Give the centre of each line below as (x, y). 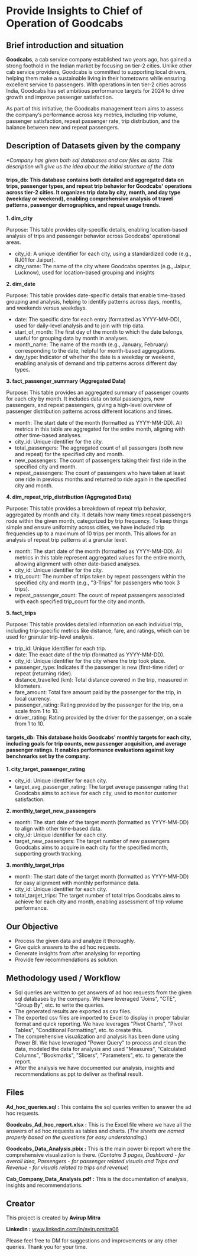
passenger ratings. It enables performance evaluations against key (90, 750)
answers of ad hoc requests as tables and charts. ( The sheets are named (95, 1131)
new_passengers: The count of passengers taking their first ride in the (100, 461)
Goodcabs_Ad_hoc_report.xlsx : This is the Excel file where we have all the (99, 1124)
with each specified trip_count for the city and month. (80, 601)
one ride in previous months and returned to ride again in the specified (101, 479)
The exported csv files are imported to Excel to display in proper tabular (102, 1017)
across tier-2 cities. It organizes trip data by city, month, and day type (93, 193)
